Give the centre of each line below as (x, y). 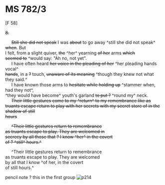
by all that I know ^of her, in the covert (44, 162)
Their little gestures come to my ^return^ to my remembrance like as (81, 100)
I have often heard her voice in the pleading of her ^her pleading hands (84, 63)
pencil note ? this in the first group (40, 177)
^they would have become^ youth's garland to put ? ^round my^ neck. (77, 95)
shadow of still (20, 111)
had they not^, (19, 90)
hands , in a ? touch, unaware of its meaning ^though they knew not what (80, 74)
